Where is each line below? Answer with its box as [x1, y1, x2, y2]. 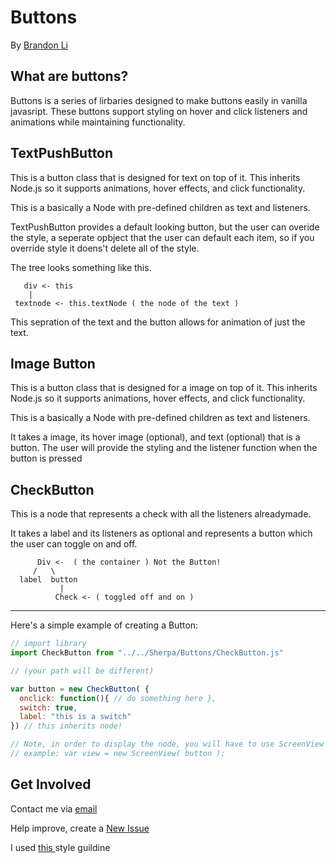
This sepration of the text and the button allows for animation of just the [10, 316, 306, 328]
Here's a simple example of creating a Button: [10, 619, 199, 631]
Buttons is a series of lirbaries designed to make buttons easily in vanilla [10, 94, 308, 106]
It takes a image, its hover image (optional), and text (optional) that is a [10, 431, 301, 443]
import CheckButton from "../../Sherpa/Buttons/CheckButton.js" [10, 648, 284, 658]
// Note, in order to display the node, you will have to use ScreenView [10, 739, 325, 750]
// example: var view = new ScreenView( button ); [10, 749, 226, 759]
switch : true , [19, 702, 78, 713]
